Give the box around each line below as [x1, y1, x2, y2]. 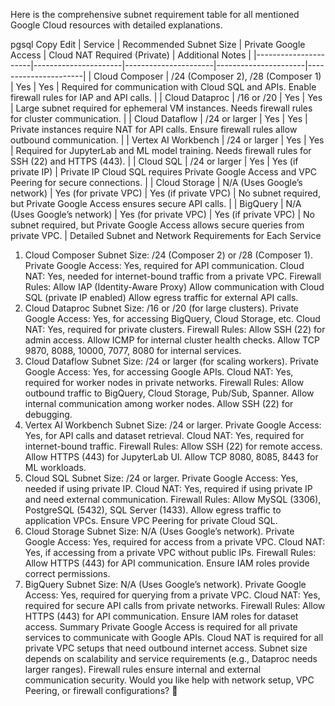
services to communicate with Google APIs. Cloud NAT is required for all [24, 632, 324, 643]
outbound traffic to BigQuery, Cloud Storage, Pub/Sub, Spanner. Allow [24, 387, 315, 399]
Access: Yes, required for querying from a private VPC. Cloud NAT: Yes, [24, 589, 321, 601]
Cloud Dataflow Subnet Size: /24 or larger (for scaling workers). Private [24, 355, 319, 367]
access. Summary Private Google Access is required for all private [24, 621, 298, 633]
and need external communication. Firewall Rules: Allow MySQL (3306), [24, 494, 322, 505]
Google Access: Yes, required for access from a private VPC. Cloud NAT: [24, 536, 326, 548]
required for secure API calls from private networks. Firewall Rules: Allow [24, 600, 326, 611]
